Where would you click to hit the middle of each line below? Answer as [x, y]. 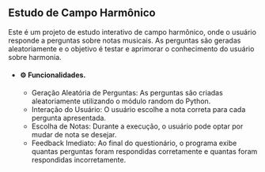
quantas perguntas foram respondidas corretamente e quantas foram [144, 151]
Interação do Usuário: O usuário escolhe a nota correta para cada [138, 110]
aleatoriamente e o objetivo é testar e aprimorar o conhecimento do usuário [131, 49]
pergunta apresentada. [69, 118]
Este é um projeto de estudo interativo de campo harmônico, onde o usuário [132, 32]
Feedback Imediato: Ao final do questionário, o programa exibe [134, 143]
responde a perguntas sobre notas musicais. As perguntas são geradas [125, 40]
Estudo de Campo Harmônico [82, 13]
